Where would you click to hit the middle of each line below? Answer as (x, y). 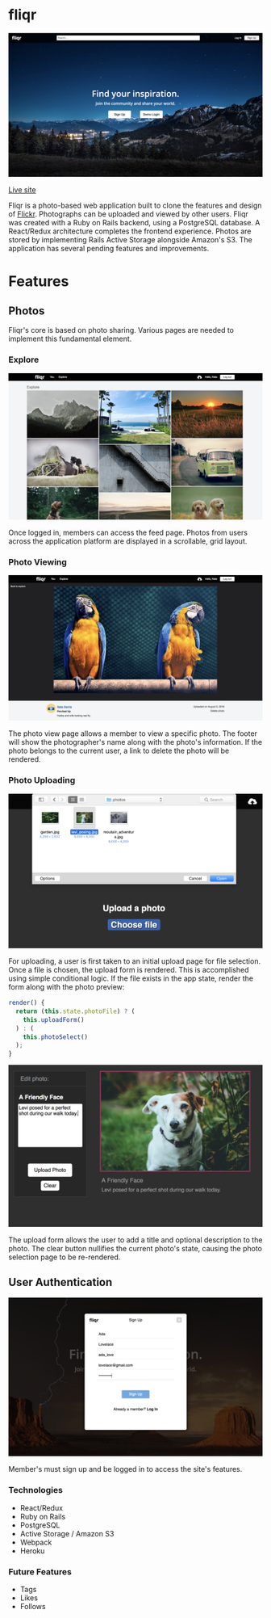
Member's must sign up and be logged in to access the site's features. (125, 1469)
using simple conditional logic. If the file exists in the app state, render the (131, 978)
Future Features (40, 1571)
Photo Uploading (42, 780)
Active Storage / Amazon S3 (67, 1533)
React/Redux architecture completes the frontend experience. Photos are (130, 231)
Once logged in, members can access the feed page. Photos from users (128, 533)
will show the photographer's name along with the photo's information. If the (135, 742)
